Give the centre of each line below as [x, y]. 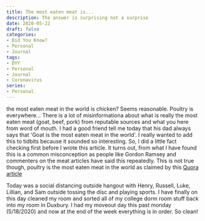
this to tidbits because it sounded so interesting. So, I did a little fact [92, 141]
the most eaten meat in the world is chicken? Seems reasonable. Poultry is [100, 109]
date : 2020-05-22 [28, 23]
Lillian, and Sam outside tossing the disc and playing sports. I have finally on [102, 192]
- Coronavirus [24, 80]
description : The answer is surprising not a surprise [77, 18]
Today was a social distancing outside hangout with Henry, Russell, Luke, [99, 185]
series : [16, 86]
